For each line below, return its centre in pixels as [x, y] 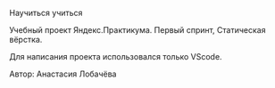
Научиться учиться [46, 13]
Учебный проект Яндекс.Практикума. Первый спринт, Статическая [137, 30]
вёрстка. [26, 40]
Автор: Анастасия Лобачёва [63, 74]
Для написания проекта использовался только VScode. [116, 56]
